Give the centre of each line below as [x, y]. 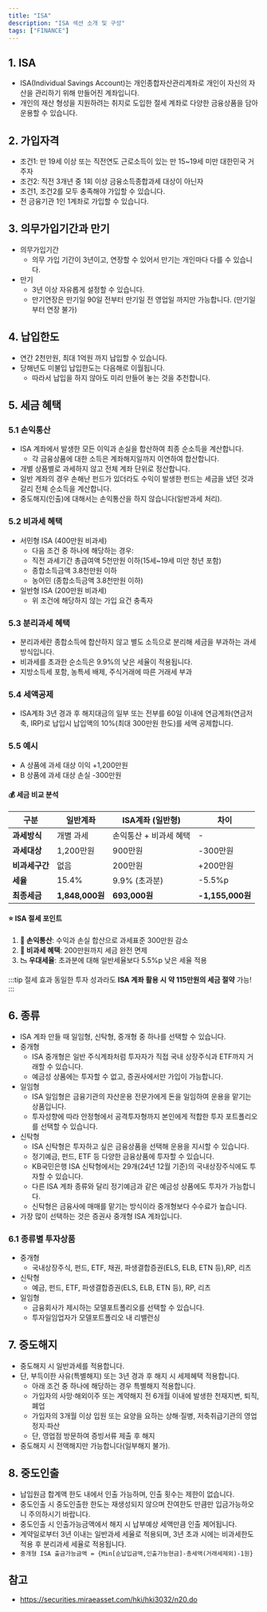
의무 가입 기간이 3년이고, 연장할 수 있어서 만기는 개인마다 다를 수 [132, 259]
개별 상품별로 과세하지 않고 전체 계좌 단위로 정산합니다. [105, 469]
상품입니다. [49, 1106]
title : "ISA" [30, 16]
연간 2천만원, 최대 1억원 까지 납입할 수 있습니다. [93, 358]
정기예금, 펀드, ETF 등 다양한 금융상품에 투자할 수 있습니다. [123, 1156]
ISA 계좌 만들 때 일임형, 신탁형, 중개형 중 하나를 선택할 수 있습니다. [123, 1036]
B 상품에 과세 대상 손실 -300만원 [71, 774]
